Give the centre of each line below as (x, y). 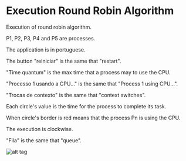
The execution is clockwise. (40, 129)
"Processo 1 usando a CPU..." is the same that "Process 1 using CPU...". (92, 84)
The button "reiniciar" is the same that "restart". (64, 61)
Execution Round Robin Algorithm (90, 11)
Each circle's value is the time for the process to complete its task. (86, 106)
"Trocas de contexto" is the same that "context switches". (76, 95)
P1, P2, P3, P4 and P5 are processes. (51, 38)
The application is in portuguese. (46, 49)
